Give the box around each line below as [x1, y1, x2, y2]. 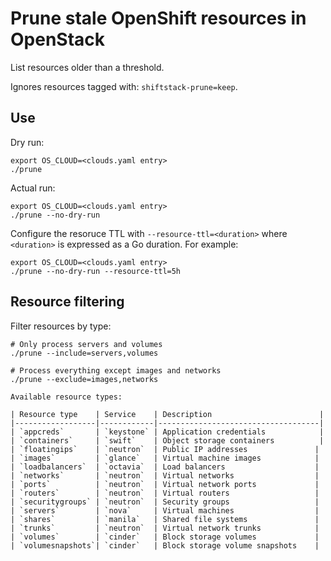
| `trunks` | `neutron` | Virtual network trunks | [10, 523, 320, 533]
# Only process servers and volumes [10, 339, 163, 349]
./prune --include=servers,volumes [10, 348, 159, 358]
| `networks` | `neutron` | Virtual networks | [10, 470, 320, 481]
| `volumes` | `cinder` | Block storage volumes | [10, 532, 320, 542]
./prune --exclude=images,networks [10, 374, 159, 384]
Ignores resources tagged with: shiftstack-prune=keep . [10, 80, 238, 92]
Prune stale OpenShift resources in [10, 7, 307, 30]
